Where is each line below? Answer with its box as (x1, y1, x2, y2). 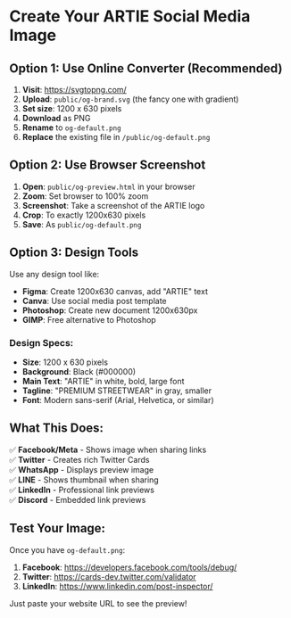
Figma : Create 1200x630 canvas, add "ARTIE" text (21, 285, 208, 296)
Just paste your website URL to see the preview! (9, 597, 187, 608)
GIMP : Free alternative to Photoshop (21, 314, 156, 325)
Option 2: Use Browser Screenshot (9, 158, 206, 173)
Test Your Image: (9, 521, 105, 536)
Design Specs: (9, 336, 74, 349)
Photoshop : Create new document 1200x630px (21, 305, 198, 316)
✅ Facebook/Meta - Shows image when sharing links (9, 444, 207, 455)
